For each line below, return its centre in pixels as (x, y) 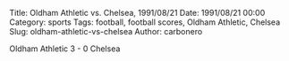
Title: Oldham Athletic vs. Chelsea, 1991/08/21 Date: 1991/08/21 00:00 (137, 13)
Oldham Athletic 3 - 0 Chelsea (65, 49)
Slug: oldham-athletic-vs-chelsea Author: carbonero (106, 31)
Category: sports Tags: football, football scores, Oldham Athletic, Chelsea (145, 22)
